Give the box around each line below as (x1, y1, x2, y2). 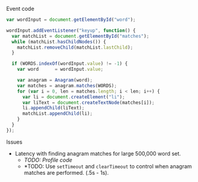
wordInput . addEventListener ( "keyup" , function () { (6, 27, 136, 34)
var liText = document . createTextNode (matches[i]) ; (22, 99, 155, 106)
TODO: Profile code (23, 156, 73, 163)
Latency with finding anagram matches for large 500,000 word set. (14, 150, 181, 157)
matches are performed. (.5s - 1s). (23, 169, 109, 176)
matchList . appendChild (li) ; (22, 111, 93, 117)
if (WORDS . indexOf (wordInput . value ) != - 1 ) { (11, 61, 128, 67)
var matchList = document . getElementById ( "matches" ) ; (11, 33, 149, 39)
